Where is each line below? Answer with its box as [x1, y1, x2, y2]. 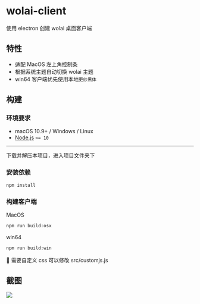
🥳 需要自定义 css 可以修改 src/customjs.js [6, 256, 108, 264]
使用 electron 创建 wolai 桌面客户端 [6, 24, 92, 32]
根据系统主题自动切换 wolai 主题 [14, 68, 93, 75]
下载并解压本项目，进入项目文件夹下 [6, 152, 95, 159]
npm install [6, 182, 36, 188]
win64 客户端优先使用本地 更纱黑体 [14, 76, 97, 83]
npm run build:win [6, 245, 52, 251]
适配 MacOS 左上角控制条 [14, 61, 78, 68]
